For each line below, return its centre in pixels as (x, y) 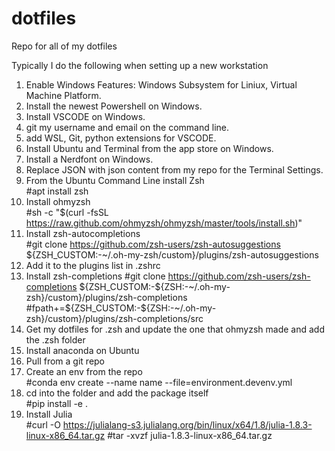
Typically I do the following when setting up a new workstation (140, 65)
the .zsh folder (55, 339)
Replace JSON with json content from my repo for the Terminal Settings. (174, 169)
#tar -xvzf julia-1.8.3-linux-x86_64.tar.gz (190, 435)
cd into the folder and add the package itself (117, 393)
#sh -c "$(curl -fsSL (67, 212)
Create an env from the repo (84, 371)
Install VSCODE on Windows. (85, 116)
